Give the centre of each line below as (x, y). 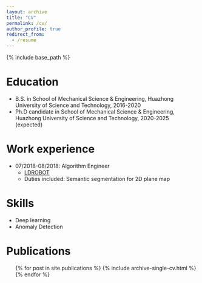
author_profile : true (34, 29)
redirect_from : (25, 35)
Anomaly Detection (39, 227)
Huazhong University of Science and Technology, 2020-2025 (92, 118)
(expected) (29, 124)
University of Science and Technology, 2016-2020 (78, 105)
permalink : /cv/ (27, 23)
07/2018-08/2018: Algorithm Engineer (62, 166)
